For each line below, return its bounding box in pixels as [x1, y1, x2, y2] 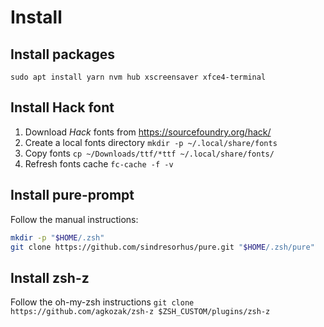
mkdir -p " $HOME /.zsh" [10, 232, 105, 243]
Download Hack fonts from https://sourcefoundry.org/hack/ [24, 126, 272, 138]
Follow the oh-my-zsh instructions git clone [10, 296, 195, 308]
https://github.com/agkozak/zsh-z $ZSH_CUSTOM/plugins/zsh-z [10, 307, 271, 317]
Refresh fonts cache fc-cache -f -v [24, 157, 174, 170]
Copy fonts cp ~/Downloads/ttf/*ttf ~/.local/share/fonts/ [24, 147, 275, 159]
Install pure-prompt [10, 187, 135, 204]
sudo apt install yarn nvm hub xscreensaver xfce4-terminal [10, 72, 267, 82]
